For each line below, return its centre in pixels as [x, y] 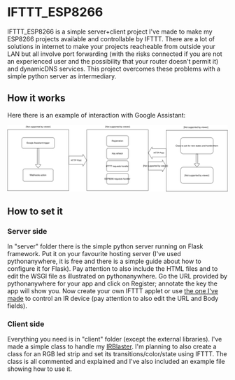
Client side [26, 324]
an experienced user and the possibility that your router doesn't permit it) [113, 61]
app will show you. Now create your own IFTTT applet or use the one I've [113, 291]
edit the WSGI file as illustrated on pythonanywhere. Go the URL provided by [117, 276]
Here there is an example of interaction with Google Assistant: [97, 115]
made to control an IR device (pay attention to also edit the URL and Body [113, 299]
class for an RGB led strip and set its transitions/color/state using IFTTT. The [117, 354]
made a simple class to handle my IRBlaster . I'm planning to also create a [112, 346]
